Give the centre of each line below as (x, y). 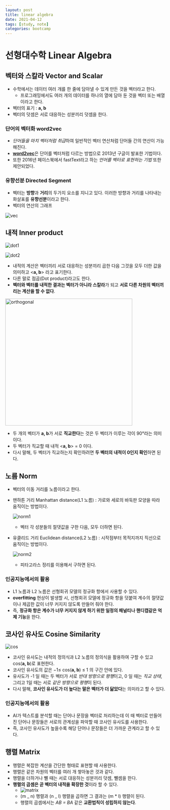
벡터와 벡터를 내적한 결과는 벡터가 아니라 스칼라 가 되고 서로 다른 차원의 (81, 284)
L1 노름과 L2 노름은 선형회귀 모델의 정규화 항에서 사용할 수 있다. (75, 591)
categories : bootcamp (28, 29)
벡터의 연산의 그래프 (32, 205)
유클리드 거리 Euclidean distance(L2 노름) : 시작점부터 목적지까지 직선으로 (87, 538)
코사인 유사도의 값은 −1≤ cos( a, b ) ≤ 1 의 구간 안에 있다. (68, 670)
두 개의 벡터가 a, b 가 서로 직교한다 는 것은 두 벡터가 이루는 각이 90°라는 (82, 433)
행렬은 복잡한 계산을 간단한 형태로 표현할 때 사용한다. (65, 765)
